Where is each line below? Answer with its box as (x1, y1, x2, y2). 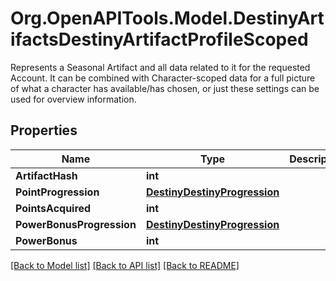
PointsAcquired (15, 201, 92, 215)
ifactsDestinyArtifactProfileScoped (10, 28, 309, 51)
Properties (10, 122, 78, 139)
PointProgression (15, 185, 100, 199)
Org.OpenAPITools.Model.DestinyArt (10, 7, 325, 30)
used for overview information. (10, 93, 137, 105)
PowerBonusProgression (15, 217, 137, 231)
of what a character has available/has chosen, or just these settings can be (10, 82, 320, 94)
